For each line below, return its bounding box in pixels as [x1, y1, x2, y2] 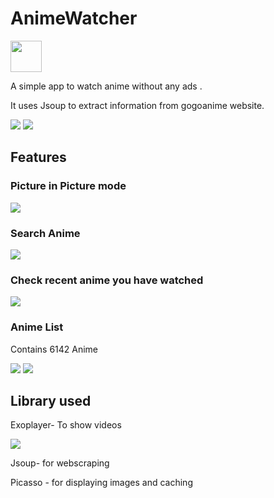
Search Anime [10, 226, 81, 240]
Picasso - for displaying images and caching [10, 477, 193, 489]
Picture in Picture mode [10, 179, 127, 193]
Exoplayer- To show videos [10, 419, 122, 431]
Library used [10, 392, 92, 409]
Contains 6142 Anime [10, 343, 99, 355]
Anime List [10, 320, 64, 334]
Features [10, 149, 67, 166]
